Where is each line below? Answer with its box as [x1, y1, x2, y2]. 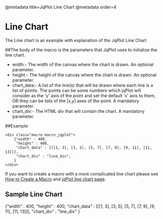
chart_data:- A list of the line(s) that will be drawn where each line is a [12, 82, 153, 88]
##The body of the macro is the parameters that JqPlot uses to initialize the [5, 46, 158, 53]
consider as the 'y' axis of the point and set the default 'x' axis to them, [12, 92, 156, 98]
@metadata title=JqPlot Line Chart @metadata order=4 [5, 4, 116, 10]
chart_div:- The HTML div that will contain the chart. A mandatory [12, 108, 145, 114]
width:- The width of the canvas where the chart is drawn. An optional [12, 61, 154, 67]
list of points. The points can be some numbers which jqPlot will [12, 88, 141, 93]
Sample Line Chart [5, 190, 63, 198]
